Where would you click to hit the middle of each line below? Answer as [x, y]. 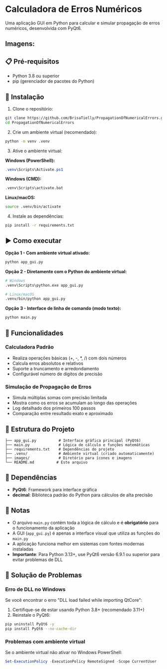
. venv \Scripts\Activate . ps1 [34, 169]
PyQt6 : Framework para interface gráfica [54, 489]
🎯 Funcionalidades [34, 333]
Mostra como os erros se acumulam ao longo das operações [75, 403]
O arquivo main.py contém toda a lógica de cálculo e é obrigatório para [85, 522]
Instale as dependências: [38, 216]
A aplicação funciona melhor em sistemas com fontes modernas [78, 544]
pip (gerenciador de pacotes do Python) [53, 81]
